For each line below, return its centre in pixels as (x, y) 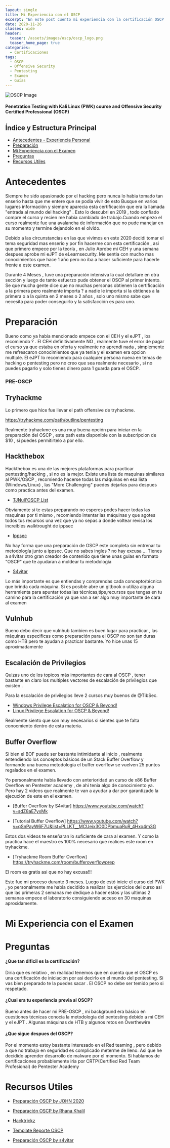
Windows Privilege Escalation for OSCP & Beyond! (65, 705)
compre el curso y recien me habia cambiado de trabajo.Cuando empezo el (84, 218)
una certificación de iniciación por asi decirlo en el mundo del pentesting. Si (84, 978)
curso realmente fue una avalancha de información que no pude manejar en (84, 223)
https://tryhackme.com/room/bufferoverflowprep (63, 862)
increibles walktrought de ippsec (39, 526)
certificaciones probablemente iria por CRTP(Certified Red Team (73, 1061)
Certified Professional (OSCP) (37, 112)
